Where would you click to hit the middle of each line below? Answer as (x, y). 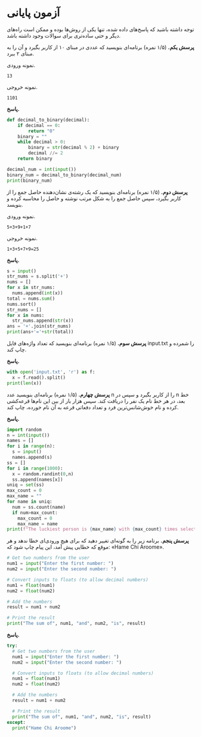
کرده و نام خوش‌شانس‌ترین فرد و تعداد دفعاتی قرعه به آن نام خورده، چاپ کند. (93, 407)
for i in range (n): (31, 446)
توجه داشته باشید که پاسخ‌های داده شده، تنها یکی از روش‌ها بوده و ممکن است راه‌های (101, 29)
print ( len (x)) (24, 383)
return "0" (42, 131)
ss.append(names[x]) (38, 480)
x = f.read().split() (39, 377)
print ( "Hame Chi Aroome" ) (44, 728)
